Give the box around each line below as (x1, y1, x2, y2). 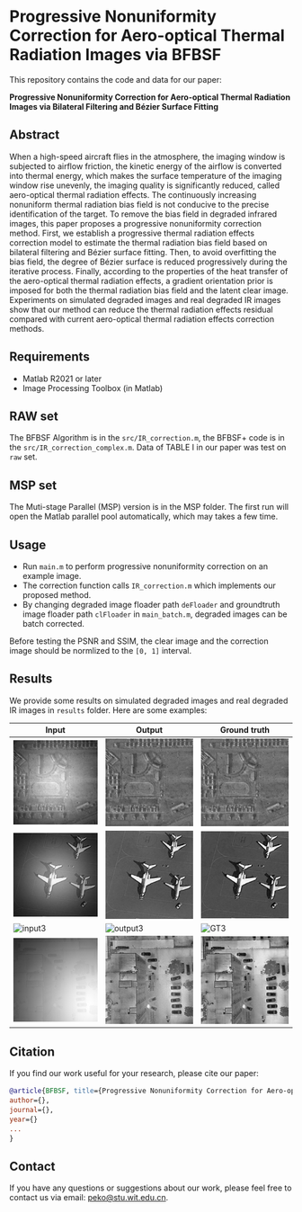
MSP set (9, 477, 57, 493)
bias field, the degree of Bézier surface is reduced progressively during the (9, 256, 288, 267)
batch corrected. (22, 619, 85, 628)
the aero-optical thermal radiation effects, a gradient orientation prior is (9, 275, 274, 286)
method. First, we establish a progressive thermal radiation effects (9, 227, 254, 238)
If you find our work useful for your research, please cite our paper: (9, 1068, 259, 1079)
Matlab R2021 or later (22, 373, 102, 384)
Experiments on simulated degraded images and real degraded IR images (9, 294, 281, 305)
